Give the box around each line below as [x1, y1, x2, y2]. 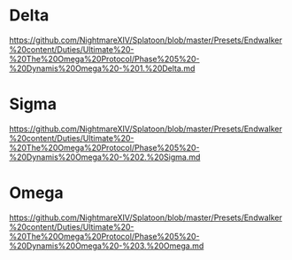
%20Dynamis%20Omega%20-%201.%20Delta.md [9, 63, 196, 74]
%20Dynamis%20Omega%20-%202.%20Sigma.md [9, 152, 201, 162]
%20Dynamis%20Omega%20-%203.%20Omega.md [9, 240, 204, 251]
